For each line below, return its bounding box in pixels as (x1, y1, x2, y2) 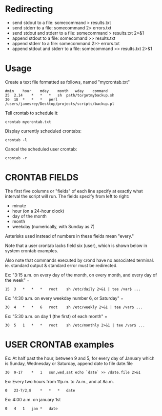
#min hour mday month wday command (5, 88, 108, 94)
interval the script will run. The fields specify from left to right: (5, 193, 129, 199)
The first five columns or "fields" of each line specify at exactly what (5, 188, 143, 194)
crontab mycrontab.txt (5, 119, 51, 124)
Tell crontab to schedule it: (5, 110, 59, 116)
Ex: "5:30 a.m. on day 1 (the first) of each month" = (5, 313, 108, 319)
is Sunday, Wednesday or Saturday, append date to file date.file (5, 360, 133, 366)
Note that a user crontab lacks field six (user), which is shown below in (5, 243, 147, 248)
